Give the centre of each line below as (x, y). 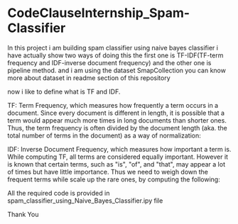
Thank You (23, 214)
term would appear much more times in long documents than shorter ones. (117, 120)
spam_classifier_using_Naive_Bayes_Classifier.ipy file (85, 201)
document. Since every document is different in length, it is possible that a (116, 113)
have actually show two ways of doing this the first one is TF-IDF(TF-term (115, 55)
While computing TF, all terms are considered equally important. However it (118, 157)
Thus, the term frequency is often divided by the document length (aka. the (117, 128)
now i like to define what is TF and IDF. (64, 91)
